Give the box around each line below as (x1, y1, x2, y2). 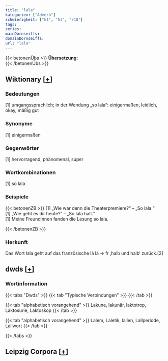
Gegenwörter (5, 144, 39, 151)
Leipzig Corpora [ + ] (5, 347, 69, 356)
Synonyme (5, 120, 33, 127)
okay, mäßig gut (5, 107, 39, 114)
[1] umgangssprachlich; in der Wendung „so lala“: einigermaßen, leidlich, (5, 102, 158, 108)
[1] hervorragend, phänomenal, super (5, 156, 83, 163)
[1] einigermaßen (5, 131, 41, 138)
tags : (5, 21, 17, 27)
